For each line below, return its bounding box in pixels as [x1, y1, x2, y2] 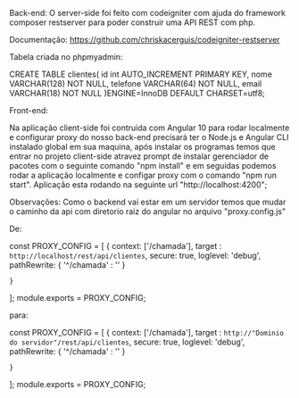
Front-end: [9, 105, 49, 115]
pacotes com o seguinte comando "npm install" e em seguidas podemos [9, 161, 277, 170]
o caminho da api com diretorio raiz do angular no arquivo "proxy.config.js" [9, 206, 287, 217]
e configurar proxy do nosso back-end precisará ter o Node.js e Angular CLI [9, 132, 289, 142]
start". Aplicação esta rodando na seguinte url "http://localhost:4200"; [9, 179, 268, 190]
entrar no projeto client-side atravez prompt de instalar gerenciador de [9, 151, 270, 162]
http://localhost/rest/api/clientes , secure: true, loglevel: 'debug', [9, 250, 262, 261]
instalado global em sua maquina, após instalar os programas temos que [9, 142, 276, 152]
